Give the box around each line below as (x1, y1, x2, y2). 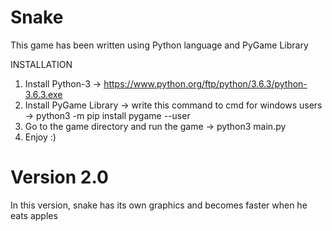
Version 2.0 (10, 166, 109, 189)
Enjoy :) (24, 131, 57, 143)
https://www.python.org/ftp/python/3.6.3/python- (103, 77, 308, 90)
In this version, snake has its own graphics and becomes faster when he (10, 199, 308, 211)
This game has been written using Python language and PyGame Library (10, 39, 309, 51)
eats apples (10, 209, 58, 221)
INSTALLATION (10, 58, 73, 70)
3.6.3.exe (24, 88, 63, 100)
